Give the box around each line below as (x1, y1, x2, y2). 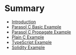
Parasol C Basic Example (11, 24, 61, 29)
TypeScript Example (11, 39, 52, 45)
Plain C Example (11, 34, 45, 40)
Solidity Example (11, 44, 45, 50)
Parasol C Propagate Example (11, 29, 71, 35)
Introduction (11, 19, 36, 25)
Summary (4, 3, 45, 14)
